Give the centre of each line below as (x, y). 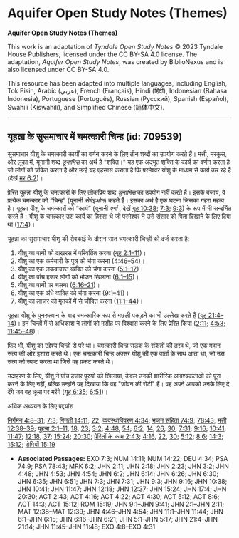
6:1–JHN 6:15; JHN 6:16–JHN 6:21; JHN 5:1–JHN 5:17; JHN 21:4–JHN (118, 519)
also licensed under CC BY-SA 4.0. (58, 69)
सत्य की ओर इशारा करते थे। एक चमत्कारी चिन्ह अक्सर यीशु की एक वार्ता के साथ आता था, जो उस (116, 353)
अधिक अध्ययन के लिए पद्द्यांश (40, 406)
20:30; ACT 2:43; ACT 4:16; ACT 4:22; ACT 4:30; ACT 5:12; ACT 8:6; (118, 496)
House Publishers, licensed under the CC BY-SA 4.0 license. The (102, 54)
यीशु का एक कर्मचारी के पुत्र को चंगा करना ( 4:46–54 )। (81, 261)
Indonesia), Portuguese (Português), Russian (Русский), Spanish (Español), (118, 98)
